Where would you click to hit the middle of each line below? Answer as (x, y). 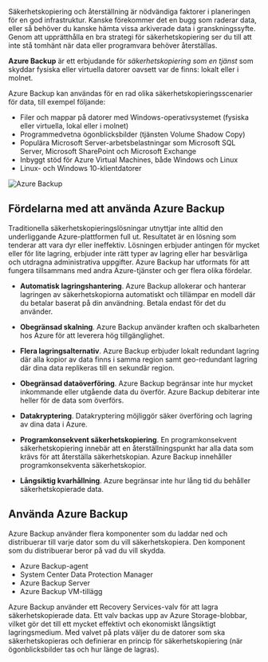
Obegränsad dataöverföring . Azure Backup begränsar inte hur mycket (136, 383)
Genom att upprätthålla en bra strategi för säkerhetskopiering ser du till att (130, 37)
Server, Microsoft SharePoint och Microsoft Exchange (108, 151)
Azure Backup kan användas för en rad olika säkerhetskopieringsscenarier (131, 93)
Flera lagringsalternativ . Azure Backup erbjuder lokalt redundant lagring (139, 351)
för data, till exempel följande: (57, 102)
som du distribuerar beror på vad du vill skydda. (87, 550)
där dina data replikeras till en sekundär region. (97, 367)
